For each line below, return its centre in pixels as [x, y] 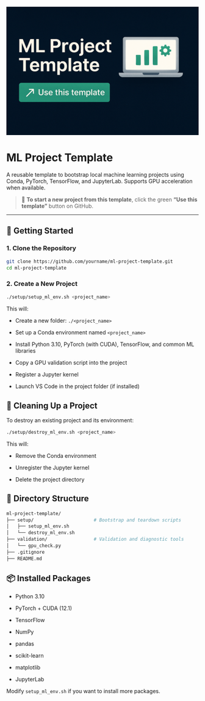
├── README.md [24, 559]
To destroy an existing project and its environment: [70, 420]
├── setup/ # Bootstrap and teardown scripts [94, 520]
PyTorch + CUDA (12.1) [43, 608]
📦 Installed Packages [49, 578]
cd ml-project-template [37, 268]
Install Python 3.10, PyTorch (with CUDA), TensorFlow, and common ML [105, 344]
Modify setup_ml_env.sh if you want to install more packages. [83, 691]
